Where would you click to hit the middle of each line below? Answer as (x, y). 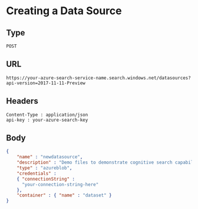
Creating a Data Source (64, 11)
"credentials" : (37, 173)
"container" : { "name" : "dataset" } (64, 195)
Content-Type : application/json (47, 115)
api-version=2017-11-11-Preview (46, 83)
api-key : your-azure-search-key (47, 120)
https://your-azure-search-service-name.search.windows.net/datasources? (99, 78)
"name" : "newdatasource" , (50, 157)
